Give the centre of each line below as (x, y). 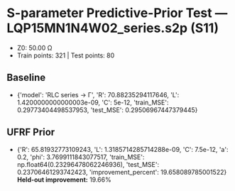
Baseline (26, 78)
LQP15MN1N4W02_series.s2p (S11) (113, 28)
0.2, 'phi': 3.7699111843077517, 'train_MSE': (81, 157)
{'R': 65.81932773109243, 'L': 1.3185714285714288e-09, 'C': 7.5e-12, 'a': (122, 149)
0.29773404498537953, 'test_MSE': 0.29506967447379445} (107, 110)
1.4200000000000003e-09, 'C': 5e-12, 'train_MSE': (93, 102)
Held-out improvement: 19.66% (64, 180)
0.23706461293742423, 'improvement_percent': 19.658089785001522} (122, 172)
